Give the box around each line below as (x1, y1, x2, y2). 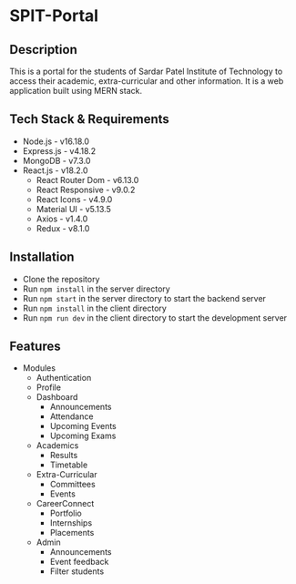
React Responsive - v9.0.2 (36, 184, 136, 195)
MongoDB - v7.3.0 (22, 155, 91, 166)
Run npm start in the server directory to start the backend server (22, 292, 267, 303)
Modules (22, 363, 56, 374)
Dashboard (36, 392, 78, 403)
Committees (49, 479, 96, 490)
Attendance (49, 411, 94, 422)
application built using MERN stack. (9, 86, 143, 96)
